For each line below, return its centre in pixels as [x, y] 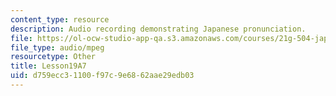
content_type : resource [60, 19]
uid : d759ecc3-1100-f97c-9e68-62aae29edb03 [102, 76]
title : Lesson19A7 [48, 66]
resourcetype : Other [53, 57]
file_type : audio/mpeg [57, 47]
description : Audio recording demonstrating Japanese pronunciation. [158, 29]
